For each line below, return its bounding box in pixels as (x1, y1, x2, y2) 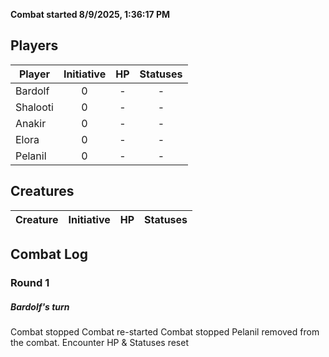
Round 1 (10, 275, 50, 289)
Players (10, 37, 59, 54)
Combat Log (10, 246, 88, 263)
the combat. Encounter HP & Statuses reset (10, 336, 189, 348)
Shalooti (15, 100, 54, 114)
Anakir (15, 116, 47, 130)
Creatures (10, 183, 75, 200)
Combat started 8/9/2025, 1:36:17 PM (10, 9, 171, 20)
